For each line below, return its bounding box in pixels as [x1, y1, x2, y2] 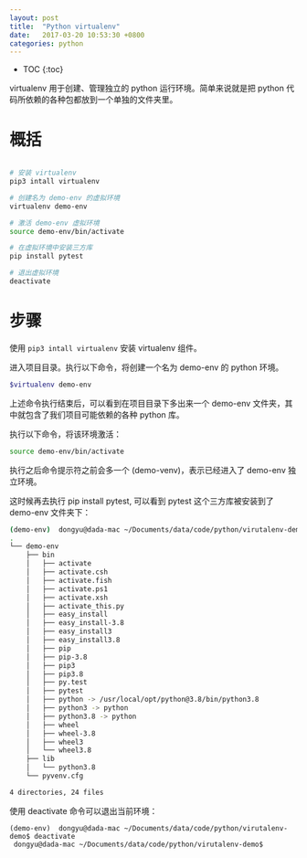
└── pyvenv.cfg [26, 771, 84, 780]
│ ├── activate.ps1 [26, 584, 108, 594]
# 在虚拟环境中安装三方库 [9, 243, 93, 252]
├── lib [26, 755, 55, 764]
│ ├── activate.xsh [26, 593, 108, 602]
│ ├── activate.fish [26, 576, 112, 585]
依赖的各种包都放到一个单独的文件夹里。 [25, 94, 178, 105]
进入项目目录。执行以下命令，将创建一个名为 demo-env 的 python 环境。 [9, 362, 284, 373]
